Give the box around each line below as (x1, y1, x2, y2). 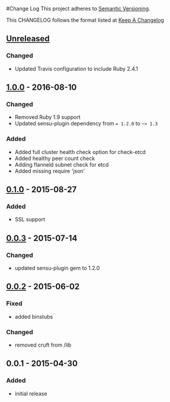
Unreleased (6, 34, 50, 44)
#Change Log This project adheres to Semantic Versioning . (6, 5, 150, 12)
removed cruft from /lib (14, 341, 72, 348)
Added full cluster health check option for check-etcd (14, 148, 146, 155)
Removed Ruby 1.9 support (14, 114, 81, 121)
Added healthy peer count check (14, 155, 95, 162)
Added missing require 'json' (14, 167, 85, 174)
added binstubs (14, 313, 53, 320)
